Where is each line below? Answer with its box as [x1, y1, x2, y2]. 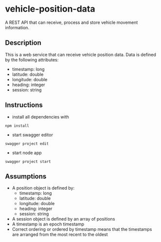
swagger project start [5, 159, 51, 164]
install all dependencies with [12, 114, 69, 120]
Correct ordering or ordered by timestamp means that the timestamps [12, 226, 152, 232]
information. [5, 24, 30, 30]
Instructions [5, 101, 43, 109]
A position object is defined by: [12, 185, 74, 191]
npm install [5, 123, 29, 128]
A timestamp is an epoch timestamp [12, 221, 84, 227]
